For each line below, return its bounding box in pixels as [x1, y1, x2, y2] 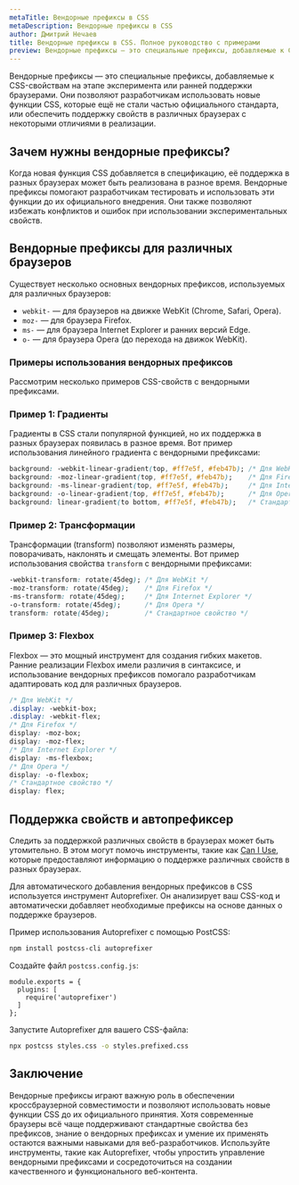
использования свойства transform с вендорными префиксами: [9, 559, 252, 569]
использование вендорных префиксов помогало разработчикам [9, 668, 256, 679]
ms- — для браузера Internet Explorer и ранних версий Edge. [21, 324, 251, 335]
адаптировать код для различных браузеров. [9, 678, 182, 689]
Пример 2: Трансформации [9, 518, 136, 531]
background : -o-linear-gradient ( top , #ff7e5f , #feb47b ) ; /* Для [9, 489, 273, 498]
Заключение [9, 1066, 84, 1081]
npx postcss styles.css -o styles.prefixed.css [9, 1041, 190, 1050]
